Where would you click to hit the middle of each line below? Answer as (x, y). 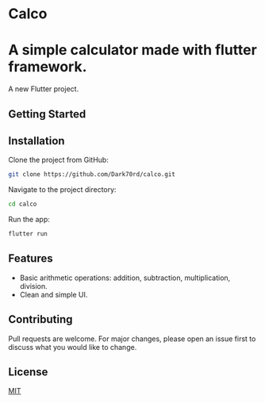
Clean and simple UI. (54, 294)
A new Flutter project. (44, 89)
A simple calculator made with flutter (133, 50)
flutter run (28, 234)
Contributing (40, 319)
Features (31, 259)
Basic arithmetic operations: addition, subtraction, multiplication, (125, 278)
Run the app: (29, 220)
